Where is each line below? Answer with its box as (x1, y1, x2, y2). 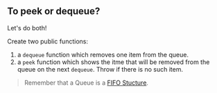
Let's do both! (7, 23, 47, 32)
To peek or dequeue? (7, 6, 101, 17)
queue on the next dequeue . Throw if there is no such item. (17, 65, 184, 73)
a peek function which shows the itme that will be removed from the (17, 58, 210, 66)
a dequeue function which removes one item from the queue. (17, 50, 189, 59)
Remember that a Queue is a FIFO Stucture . (24, 79, 149, 87)
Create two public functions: (7, 37, 89, 45)
